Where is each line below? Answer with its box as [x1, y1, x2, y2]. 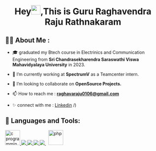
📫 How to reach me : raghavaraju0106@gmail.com [12, 91, 119, 96]
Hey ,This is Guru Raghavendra [14, 6, 152, 17]
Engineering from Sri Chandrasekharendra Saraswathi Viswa [12, 57, 139, 62]
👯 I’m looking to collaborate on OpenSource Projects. [12, 81, 122, 86]
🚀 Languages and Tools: [5, 116, 80, 125]
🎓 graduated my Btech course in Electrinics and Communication [12, 49, 145, 55]
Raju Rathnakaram [44, 16, 121, 28]
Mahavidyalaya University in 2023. [12, 62, 85, 68]
